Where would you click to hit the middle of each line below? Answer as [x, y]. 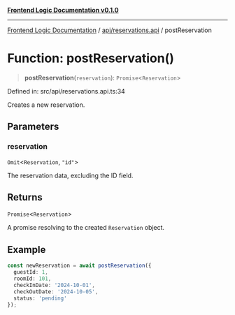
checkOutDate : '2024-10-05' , [56, 292]
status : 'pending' [41, 298]
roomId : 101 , [33, 279]
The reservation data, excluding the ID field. [70, 175]
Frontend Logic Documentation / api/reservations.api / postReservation [109, 30]
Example [27, 250]
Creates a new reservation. [46, 105]
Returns [25, 197]
